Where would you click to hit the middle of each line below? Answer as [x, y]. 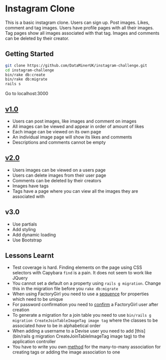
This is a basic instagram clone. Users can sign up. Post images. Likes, [77, 22]
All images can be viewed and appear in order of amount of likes [78, 126]
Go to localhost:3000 [27, 94]
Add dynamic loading [34, 235]
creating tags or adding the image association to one [66, 352]
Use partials [25, 224]
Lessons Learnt [29, 255]
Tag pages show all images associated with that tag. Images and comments [82, 33]
